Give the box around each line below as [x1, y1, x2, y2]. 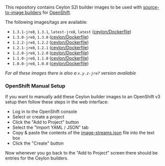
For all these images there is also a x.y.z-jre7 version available [5, 70, 136, 76]
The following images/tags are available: [5, 19, 88, 25]
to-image [5, 9, 24, 15]
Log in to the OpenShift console [12, 109, 77, 115]
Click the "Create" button [12, 140, 64, 146]
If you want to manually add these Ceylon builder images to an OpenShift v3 [5, 94, 161, 100]
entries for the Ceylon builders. [5, 155, 68, 161]
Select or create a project [12, 114, 64, 120]
